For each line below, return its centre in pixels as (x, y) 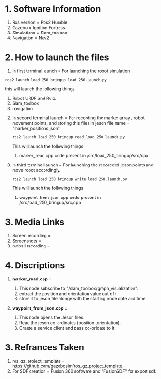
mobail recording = (31, 246)
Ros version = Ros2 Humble (40, 22)
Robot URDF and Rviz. (34, 98)
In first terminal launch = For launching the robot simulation (71, 71)
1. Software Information (53, 9)
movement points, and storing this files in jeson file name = (71, 123)
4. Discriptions (35, 265)
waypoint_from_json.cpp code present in (60, 197)
